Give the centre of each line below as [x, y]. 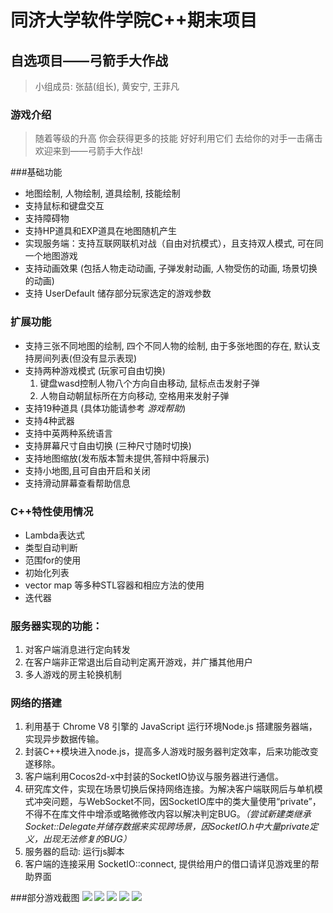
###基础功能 [36, 172]
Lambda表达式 [54, 535]
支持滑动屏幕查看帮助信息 [77, 483]
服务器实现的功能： [56, 626]
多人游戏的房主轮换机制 [73, 675]
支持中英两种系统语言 [68, 433]
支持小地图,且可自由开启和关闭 [87, 470]
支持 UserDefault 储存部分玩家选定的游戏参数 [118, 293]
